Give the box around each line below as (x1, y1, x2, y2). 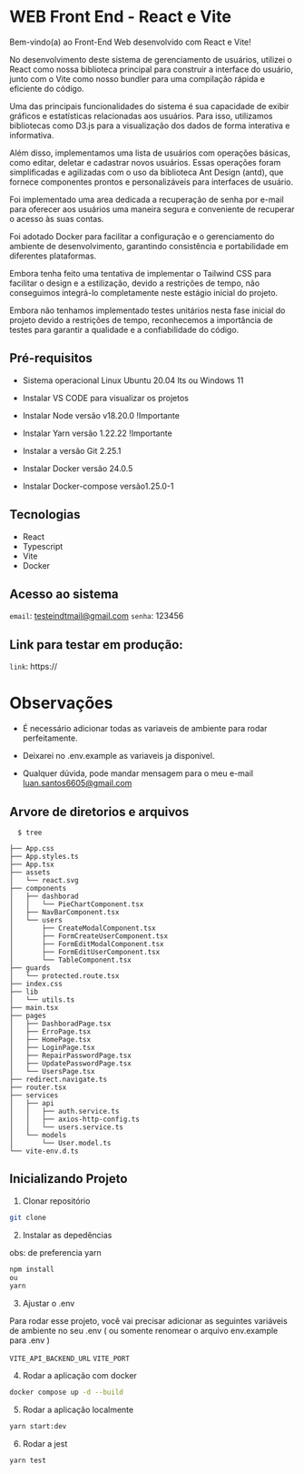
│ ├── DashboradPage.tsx (9, 1019, 112, 1028)
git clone (9, 1213, 47, 1222)
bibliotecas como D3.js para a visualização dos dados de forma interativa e (9, 120, 290, 131)
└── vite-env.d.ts (9, 1146, 79, 1156)
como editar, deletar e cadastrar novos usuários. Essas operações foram (9, 156, 281, 167)
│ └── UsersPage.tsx (9, 1066, 95, 1075)
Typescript (22, 540, 64, 551)
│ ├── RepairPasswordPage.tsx (9, 1051, 132, 1060)
